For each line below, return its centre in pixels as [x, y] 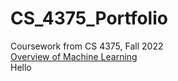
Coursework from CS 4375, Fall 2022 [87, 46]
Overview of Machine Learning [74, 56]
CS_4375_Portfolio [89, 18]
